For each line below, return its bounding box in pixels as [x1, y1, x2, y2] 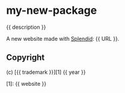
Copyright [6, 52, 45, 63]
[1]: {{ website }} [6, 80, 47, 87]
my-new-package [6, 4, 97, 17]
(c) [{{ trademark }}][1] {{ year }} [6, 68, 86, 76]
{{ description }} [6, 23, 46, 31]
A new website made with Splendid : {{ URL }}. [6, 35, 120, 42]
